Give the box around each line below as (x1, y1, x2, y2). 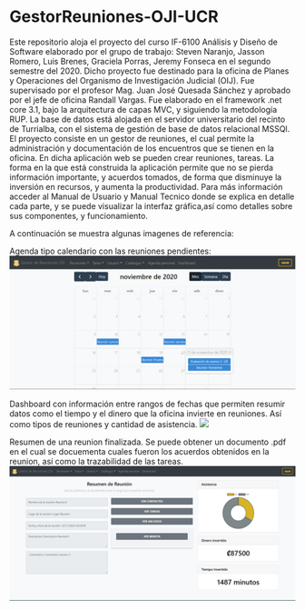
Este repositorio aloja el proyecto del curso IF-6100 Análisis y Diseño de (9, 36, 279, 47)
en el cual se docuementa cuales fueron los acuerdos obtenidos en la (9, 445, 270, 456)
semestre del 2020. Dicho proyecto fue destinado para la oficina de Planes (9, 65, 290, 76)
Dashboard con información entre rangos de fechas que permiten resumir (9, 398, 286, 409)
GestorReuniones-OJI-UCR (9, 6, 220, 27)
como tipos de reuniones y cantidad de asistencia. (9, 418, 198, 429)
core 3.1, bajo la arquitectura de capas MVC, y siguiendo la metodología (9, 104, 278, 115)
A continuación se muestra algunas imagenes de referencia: (9, 227, 234, 238)
